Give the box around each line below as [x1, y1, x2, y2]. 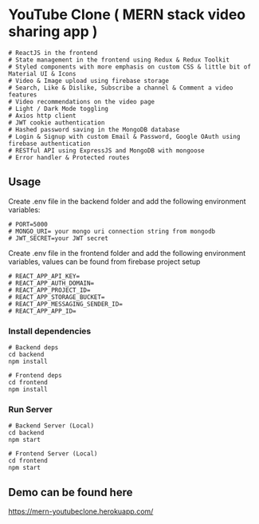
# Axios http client [8, 112, 77, 120]
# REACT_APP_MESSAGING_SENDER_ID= [8, 300, 124, 308]
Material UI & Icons [8, 69, 77, 77]
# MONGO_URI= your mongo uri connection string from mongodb [8, 227, 216, 235]
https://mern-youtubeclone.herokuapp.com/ [8, 506, 154, 516]
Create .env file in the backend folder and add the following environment [8, 196, 246, 206]
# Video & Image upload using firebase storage [8, 77, 170, 85]
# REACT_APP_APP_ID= [8, 307, 77, 315]
